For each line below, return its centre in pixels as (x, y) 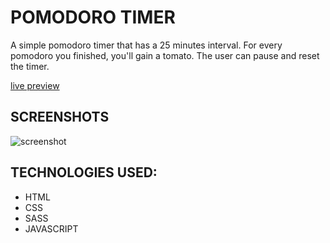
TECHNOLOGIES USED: (84, 172)
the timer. (30, 66)
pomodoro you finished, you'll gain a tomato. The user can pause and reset (165, 55)
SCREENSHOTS (60, 117)
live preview (35, 85)
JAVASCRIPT (51, 228)
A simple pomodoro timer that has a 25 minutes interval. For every (146, 45)
